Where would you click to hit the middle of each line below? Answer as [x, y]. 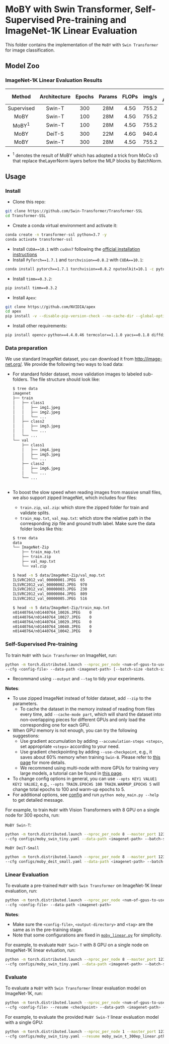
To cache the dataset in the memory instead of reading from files [87, 709]
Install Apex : [24, 297]
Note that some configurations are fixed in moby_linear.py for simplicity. [87, 935]
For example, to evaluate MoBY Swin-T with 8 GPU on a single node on [77, 945]
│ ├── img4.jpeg [41, 450]
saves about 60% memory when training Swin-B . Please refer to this [90, 757]
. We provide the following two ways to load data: [72, 364]
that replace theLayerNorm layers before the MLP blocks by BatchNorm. [87, 160]
